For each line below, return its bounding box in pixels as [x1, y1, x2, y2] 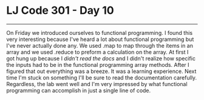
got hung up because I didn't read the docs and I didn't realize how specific [6, 55, 196, 62]
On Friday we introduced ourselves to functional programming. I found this [6, 29, 193, 36]
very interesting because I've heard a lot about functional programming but [6, 36, 194, 43]
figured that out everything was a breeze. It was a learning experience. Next [6, 67, 197, 75]
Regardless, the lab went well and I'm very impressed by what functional [6, 80, 188, 87]
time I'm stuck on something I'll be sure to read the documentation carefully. [6, 73, 197, 81]
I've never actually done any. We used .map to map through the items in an [6, 42, 193, 49]
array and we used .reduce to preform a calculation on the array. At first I [6, 48, 189, 55]
